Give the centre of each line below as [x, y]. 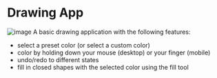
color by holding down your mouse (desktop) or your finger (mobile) [114, 52]
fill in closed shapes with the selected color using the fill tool [103, 67]
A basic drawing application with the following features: [112, 32]
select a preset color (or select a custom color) [83, 45]
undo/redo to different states [58, 59]
